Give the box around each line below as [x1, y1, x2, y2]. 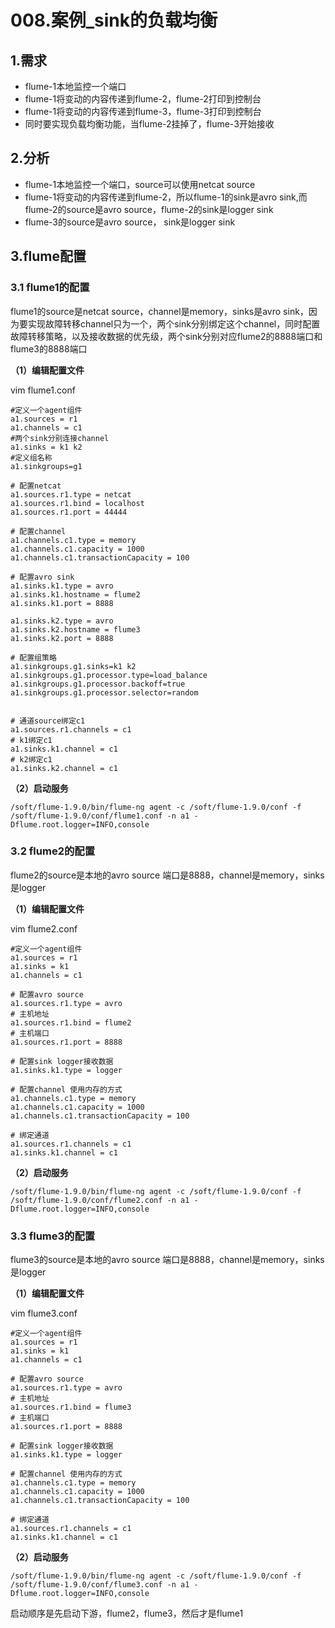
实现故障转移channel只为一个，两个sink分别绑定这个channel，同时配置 [27, 317, 321, 330]
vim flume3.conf [10, 1307, 78, 1320]
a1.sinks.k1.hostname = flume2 [10, 589, 141, 600]
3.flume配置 [10, 248, 87, 265]
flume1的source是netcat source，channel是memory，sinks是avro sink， [10, 305, 309, 317]
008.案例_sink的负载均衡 [10, 9, 218, 32]
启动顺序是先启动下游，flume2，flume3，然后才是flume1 [10, 1607, 244, 1620]
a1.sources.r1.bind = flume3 [10, 1402, 132, 1413]
